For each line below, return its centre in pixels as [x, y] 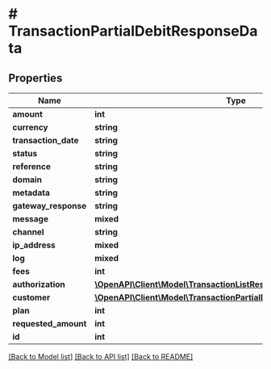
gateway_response [50, 206]
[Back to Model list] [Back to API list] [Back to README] [101, 357]
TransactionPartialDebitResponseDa [133, 31]
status [25, 153]
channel [28, 232]
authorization [39, 284]
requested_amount [50, 323]
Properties [35, 78]
